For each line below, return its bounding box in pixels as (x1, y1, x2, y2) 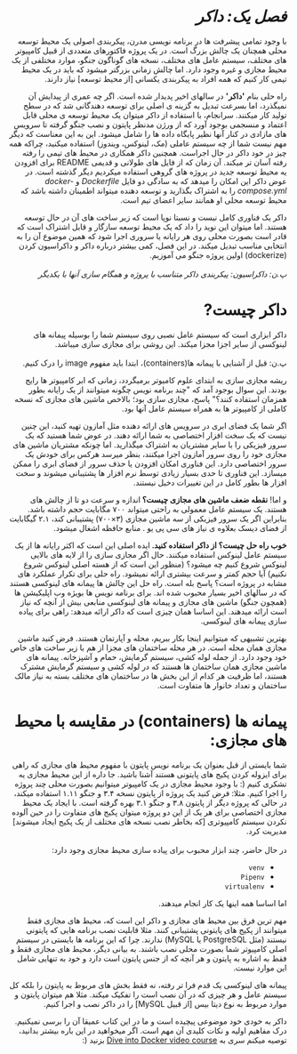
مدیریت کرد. (245, 825, 287, 836)
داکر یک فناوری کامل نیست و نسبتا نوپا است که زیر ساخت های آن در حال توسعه (23, 212, 287, 222)
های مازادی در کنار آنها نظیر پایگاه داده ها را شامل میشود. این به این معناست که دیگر (9, 128, 287, 139)
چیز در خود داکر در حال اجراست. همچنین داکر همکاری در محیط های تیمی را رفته (22, 147, 287, 157)
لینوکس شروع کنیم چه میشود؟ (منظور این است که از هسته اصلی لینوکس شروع (23, 559, 287, 569)
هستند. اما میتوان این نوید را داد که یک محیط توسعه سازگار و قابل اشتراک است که (16, 221, 287, 232)
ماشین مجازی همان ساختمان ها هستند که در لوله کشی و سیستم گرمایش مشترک (20, 661, 287, 672)
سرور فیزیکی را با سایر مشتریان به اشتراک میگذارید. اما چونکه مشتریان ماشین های (12, 438, 287, 450)
